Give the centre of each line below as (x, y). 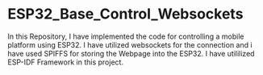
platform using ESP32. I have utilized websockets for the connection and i (130, 44)
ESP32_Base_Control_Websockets (125, 14)
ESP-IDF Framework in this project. (66, 62)
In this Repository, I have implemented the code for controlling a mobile (126, 36)
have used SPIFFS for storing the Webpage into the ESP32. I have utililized (131, 53)
